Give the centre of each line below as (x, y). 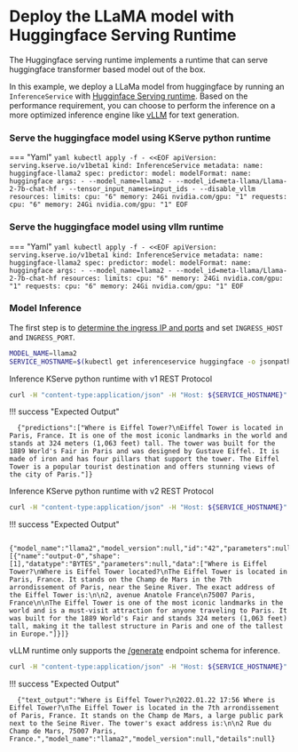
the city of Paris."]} (51, 475)
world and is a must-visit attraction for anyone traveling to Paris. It (149, 611)
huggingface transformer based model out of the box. (107, 69)
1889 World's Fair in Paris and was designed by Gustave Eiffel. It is (144, 452)
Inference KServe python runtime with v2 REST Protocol (112, 492)
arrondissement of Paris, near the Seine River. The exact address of (142, 588)
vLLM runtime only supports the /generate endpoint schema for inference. (145, 651)
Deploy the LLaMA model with (122, 16)
